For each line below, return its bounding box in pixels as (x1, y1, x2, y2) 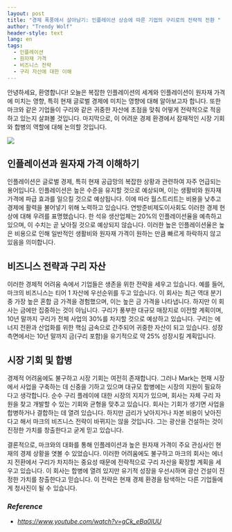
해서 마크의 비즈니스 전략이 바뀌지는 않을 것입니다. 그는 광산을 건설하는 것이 (19, 417, 224, 425)
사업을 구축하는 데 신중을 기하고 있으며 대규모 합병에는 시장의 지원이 (19, 382, 203, 391)
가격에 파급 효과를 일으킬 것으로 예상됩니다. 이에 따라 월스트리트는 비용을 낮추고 (7, 195, 222, 203)
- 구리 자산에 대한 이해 (13, 68, 72, 75)
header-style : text (7, 29, 64, 37)
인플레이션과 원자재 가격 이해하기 (7, 157, 140, 170)
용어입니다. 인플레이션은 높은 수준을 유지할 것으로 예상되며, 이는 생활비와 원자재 (7, 186, 222, 195)
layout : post (7, 10, 45, 17)
